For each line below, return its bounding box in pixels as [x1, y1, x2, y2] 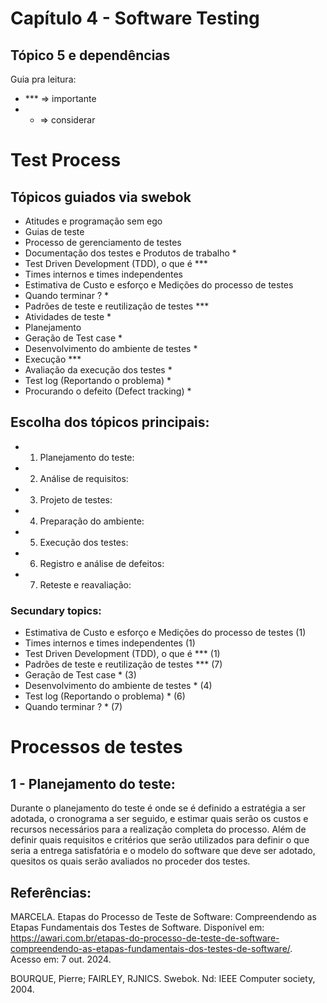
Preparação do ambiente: [39, 515, 145, 527]
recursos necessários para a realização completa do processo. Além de [10, 823, 307, 836]
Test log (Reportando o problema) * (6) [24, 690, 186, 702]
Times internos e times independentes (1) [24, 637, 196, 649]
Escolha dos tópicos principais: [10, 414, 210, 431]
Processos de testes [10, 736, 183, 759]
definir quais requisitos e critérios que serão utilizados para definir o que [10, 834, 310, 846]
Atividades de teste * [24, 311, 112, 322]
